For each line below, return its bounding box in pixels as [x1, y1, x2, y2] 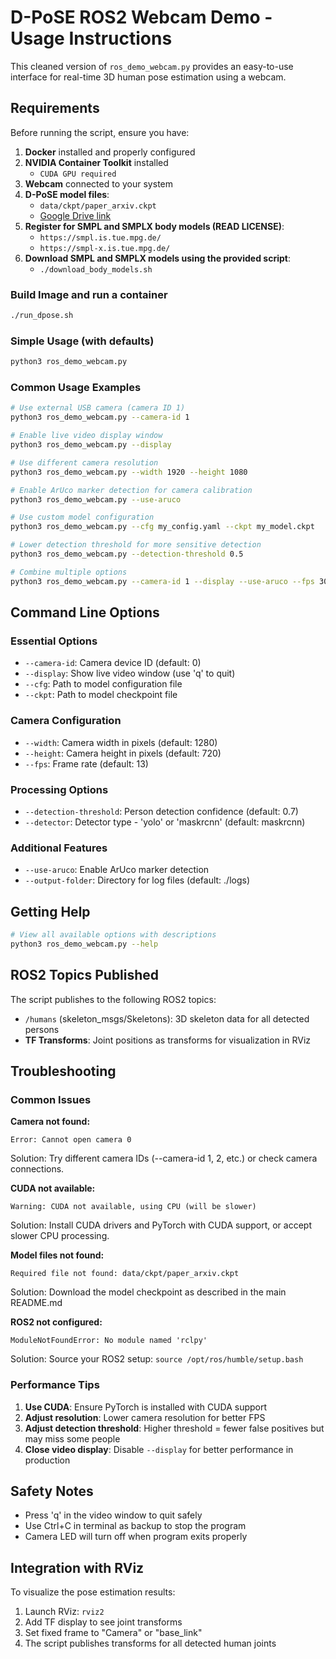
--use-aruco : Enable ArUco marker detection [24, 864, 210, 876]
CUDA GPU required [39, 169, 117, 179]
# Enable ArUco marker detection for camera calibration [10, 485, 253, 495]
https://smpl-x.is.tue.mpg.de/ [39, 243, 171, 253]
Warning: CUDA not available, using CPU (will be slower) [10, 1202, 257, 1212]
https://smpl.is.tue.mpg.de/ [39, 232, 162, 243]
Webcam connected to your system [24, 177, 173, 190]
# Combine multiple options [10, 567, 128, 577]
